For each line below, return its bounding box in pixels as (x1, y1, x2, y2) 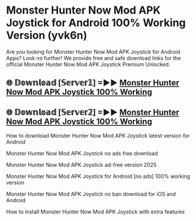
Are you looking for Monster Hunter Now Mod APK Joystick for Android (6, 48, 181, 55)
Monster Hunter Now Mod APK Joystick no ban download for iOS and (6, 190, 176, 198)
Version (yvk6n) (6, 29, 88, 42)
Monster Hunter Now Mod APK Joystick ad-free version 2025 (6, 161, 157, 168)
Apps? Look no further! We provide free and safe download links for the (6, 54, 181, 61)
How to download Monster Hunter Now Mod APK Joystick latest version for (6, 132, 190, 139)
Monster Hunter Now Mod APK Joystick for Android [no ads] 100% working (6, 173, 191, 180)
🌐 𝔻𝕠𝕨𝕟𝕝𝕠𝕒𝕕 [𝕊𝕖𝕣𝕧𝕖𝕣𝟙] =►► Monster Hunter (6, 78, 179, 88)
